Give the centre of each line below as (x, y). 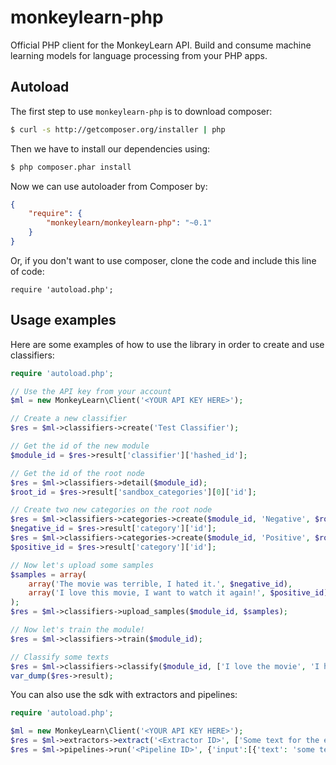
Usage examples (63, 320)
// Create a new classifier (69, 419)
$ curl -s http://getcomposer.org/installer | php (118, 129)
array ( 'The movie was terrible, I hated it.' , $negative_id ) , (160, 584)
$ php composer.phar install (71, 167)
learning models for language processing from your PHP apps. (139, 55)
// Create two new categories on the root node (111, 510)
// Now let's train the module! (77, 630)
